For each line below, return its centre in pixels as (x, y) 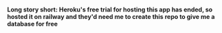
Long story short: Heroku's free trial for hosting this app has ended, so (110, 9)
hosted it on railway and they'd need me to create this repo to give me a (111, 16)
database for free (33, 24)
